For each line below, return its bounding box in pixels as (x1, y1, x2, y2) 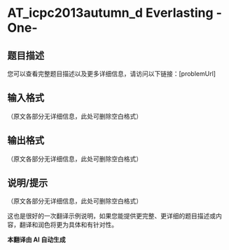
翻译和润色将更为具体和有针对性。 (19, 221, 118, 229)
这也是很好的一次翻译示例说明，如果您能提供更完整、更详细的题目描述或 (7, 212, 216, 221)
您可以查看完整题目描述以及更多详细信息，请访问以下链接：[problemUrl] (7, 70, 216, 78)
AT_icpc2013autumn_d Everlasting (7, 5, 214, 21)
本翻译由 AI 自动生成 (7, 235, 67, 244)
